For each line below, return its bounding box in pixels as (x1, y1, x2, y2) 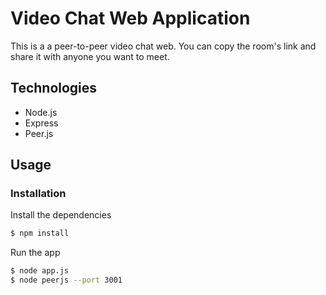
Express (24, 117, 59, 129)
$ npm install (10, 228, 70, 239)
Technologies (10, 80, 98, 97)
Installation (10, 187, 67, 201)
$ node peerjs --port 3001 (10, 275, 123, 286)
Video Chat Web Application (10, 7, 251, 30)
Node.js (24, 106, 58, 118)
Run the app (10, 247, 61, 259)
